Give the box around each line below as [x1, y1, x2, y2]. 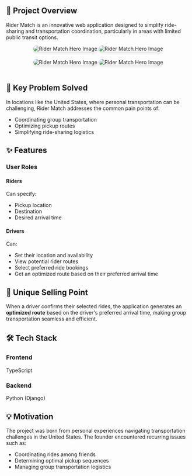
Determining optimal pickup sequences [14, 457, 109, 464]
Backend [6, 381, 32, 389]
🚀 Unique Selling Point [6, 287, 89, 297]
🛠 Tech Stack [6, 333, 57, 343]
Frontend [6, 353, 33, 361]
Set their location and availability [14, 252, 93, 259]
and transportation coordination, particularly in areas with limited [25, 27, 181, 35]
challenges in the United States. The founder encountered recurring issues [6, 433, 186, 440]
